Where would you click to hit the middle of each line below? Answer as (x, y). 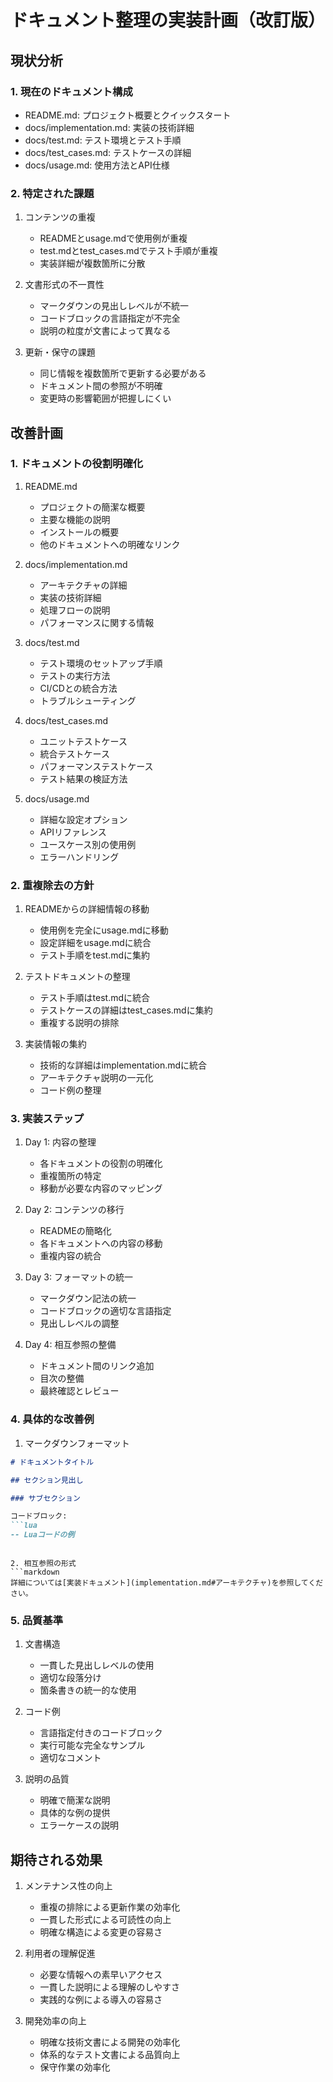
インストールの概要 (79, 532)
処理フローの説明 (75, 610)
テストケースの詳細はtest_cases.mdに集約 (126, 1010)
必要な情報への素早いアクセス (101, 1975)
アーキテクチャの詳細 (83, 585)
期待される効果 (56, 1859)
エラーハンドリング (79, 857)
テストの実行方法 (75, 675)
